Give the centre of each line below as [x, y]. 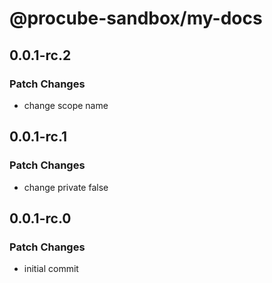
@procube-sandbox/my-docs [136, 18]
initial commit [51, 269]
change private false [66, 187]
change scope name [66, 105]
